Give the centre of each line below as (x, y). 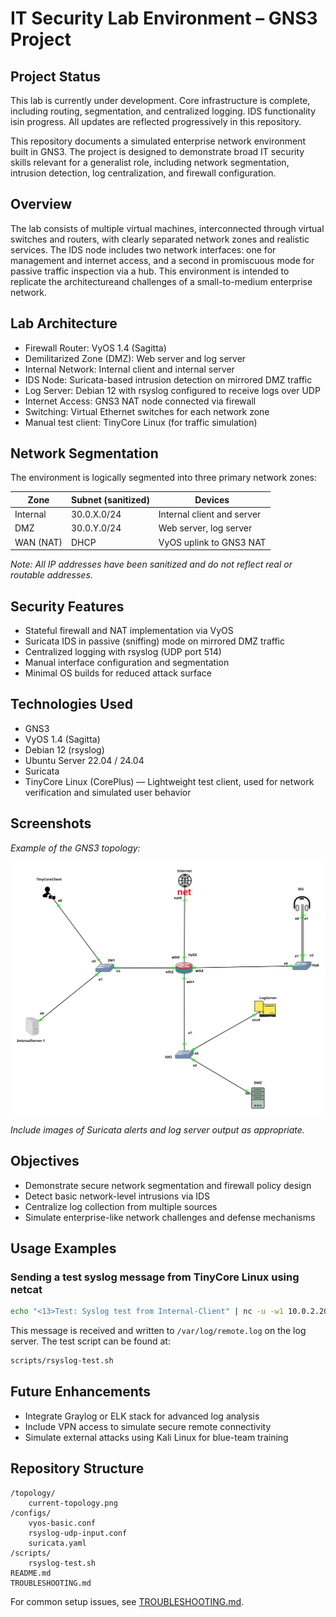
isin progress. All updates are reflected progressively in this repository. (156, 121)
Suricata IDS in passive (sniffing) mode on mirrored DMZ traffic (155, 641)
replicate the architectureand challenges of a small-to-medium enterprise (161, 281)
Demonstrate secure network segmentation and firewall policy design (168, 1185)
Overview (41, 204)
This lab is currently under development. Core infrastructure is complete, (160, 100)
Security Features (67, 606)
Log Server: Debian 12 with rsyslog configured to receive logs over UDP (172, 390)
